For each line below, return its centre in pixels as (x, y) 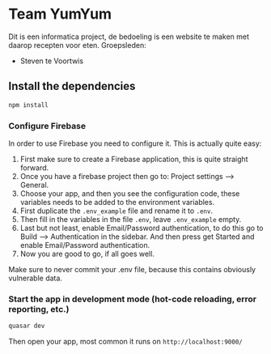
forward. (34, 168)
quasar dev (27, 326)
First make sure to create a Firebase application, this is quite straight (134, 159)
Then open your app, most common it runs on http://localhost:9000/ (125, 342)
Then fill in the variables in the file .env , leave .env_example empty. (131, 219)
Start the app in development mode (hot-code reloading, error (133, 299)
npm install (28, 105)
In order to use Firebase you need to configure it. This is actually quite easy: (135, 143)
